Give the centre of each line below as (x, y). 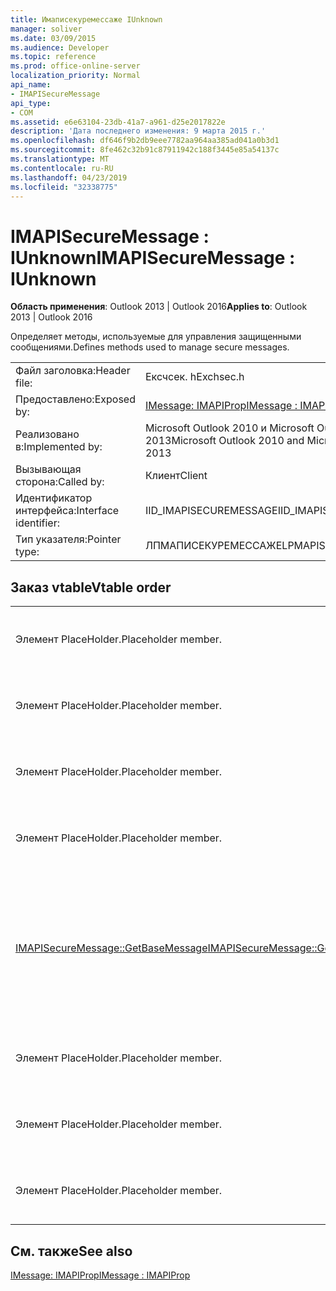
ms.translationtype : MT (60, 159)
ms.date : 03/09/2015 (53, 38)
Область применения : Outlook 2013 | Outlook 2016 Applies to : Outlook (159, 307)
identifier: (38, 523)
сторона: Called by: (60, 482)
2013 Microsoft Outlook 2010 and (224, 441)
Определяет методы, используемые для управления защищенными (156, 337)
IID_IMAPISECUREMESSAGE (211, 511)
